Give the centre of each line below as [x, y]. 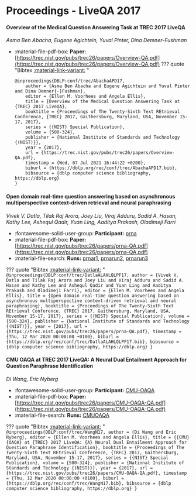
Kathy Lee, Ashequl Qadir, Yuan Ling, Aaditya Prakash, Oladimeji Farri [91, 222]
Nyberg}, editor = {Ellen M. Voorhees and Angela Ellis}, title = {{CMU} [98, 437]
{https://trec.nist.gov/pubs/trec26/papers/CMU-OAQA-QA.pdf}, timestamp [97, 473]
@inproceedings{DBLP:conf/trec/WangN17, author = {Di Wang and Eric [91, 432]
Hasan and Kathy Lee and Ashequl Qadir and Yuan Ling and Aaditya [89, 285]
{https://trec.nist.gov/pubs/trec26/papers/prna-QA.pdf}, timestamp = [94, 331]
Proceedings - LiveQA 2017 [73, 11]
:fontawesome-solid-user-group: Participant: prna [75, 233]
